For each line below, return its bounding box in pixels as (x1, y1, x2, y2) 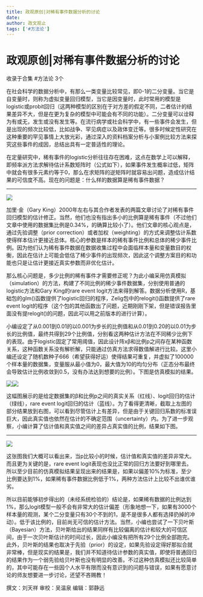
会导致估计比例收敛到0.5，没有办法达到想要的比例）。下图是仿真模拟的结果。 (6, 368, 197, 375)
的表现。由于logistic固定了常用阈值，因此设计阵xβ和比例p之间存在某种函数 (6, 338, 192, 345)
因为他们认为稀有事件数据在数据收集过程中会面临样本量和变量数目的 (16, 244, 186, 251)
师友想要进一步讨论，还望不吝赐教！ (16, 572, 107, 579)
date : (6, 15, 20, 21)
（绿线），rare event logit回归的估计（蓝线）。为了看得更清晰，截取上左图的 (6, 400, 192, 407)
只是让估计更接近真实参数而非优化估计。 (16, 259, 118, 266)
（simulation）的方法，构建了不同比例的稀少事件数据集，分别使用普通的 (6, 280, 185, 287)
